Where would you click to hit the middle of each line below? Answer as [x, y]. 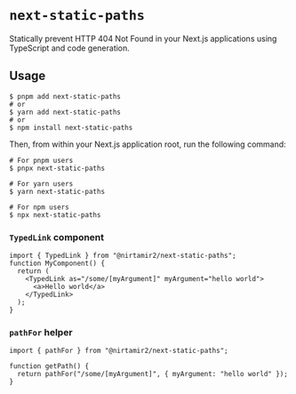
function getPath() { [49, 366]
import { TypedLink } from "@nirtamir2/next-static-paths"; [123, 256]
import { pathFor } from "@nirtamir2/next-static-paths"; [119, 351]
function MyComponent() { [57, 264]
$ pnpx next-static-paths [57, 168]
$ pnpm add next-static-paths [65, 96]
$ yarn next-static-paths [57, 191]
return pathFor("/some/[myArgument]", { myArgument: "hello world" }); [153, 374]
